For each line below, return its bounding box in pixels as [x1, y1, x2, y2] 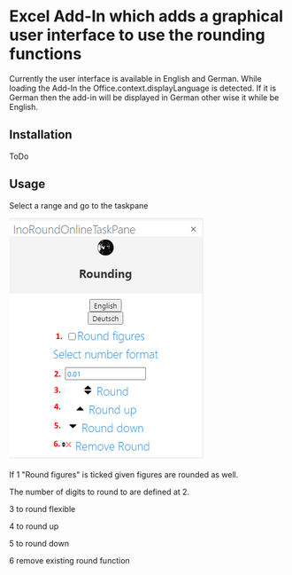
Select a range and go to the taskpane [9, 200, 149, 210]
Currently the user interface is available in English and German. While [9, 73, 263, 83]
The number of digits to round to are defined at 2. [9, 486, 190, 497]
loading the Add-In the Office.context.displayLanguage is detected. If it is [9, 83, 277, 93]
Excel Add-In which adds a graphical [9, 6, 283, 27]
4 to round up [9, 521, 59, 532]
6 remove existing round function [9, 555, 130, 565]
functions [9, 44, 82, 64]
